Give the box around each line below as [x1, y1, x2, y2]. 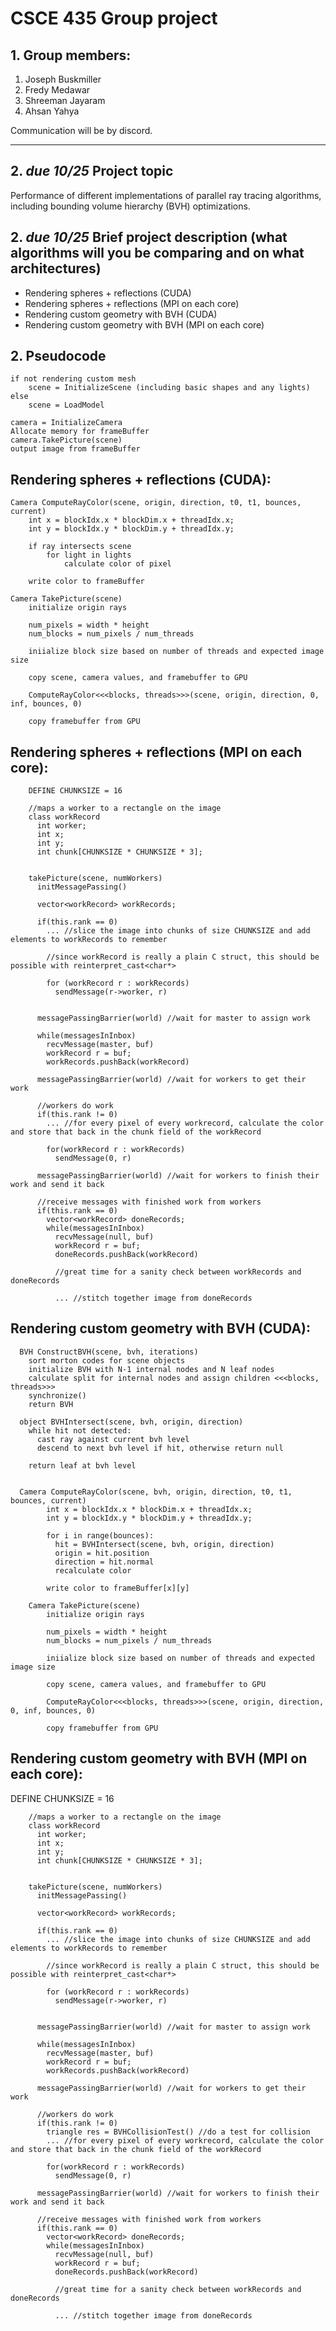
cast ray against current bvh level [36, 1434, 190, 1444]
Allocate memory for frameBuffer [10, 427, 150, 437]
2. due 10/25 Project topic [10, 163, 174, 180]
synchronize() [28, 1390, 87, 1401]
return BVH [28, 1399, 74, 1409]
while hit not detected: [28, 1425, 132, 1436]
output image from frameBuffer [10, 444, 141, 454]
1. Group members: [10, 47, 132, 64]
